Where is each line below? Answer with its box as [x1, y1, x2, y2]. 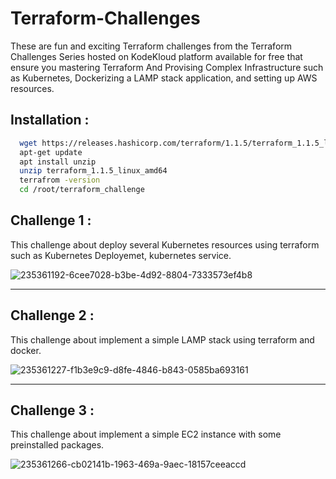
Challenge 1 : [10, 212, 92, 229]
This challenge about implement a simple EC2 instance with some [10, 428, 282, 441]
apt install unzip [19, 157, 97, 167]
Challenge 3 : [10, 402, 95, 419]
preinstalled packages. [10, 439, 105, 451]
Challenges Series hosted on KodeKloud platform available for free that [10, 50, 303, 62]
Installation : [10, 112, 90, 129]
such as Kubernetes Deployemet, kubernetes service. [10, 249, 232, 261]
